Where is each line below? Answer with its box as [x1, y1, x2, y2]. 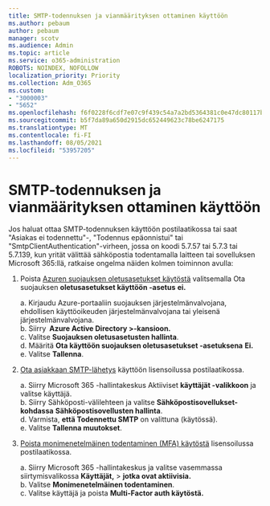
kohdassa [19, 406, 54, 416]
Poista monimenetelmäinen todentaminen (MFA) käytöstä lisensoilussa [19, 439, 254, 448]
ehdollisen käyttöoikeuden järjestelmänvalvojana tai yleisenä [19, 307, 221, 316]
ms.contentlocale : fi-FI [8, 131, 92, 139]
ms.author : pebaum [8, 19, 70, 27]
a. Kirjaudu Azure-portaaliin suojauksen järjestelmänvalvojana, [19, 298, 227, 308]
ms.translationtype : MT [8, 124, 88, 132]
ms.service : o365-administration [8, 57, 121, 65]
